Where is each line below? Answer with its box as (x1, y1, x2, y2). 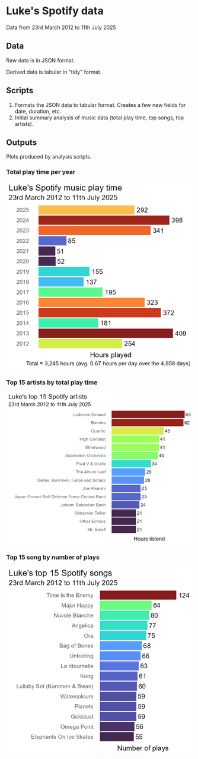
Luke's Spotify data (6, 4, 104, 18)
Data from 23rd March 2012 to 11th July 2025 (6, 24, 117, 31)
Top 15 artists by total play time (6, 378, 98, 387)
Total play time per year (6, 168, 76, 176)
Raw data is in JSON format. (6, 56, 75, 64)
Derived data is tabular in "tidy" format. (6, 68, 102, 75)
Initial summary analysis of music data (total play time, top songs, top (14, 114, 184, 121)
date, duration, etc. (14, 107, 62, 115)
